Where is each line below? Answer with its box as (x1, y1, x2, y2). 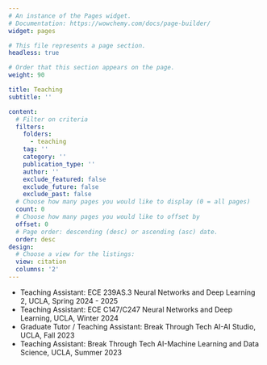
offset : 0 (15, 220, 48, 229)
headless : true (8, 49, 60, 57)
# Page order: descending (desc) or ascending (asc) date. (15, 228, 219, 236)
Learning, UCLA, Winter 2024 (19, 313, 119, 323)
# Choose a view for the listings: (15, 250, 136, 258)
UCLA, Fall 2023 (19, 330, 75, 340)
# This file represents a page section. (8, 41, 147, 49)
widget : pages (8, 27, 56, 35)
